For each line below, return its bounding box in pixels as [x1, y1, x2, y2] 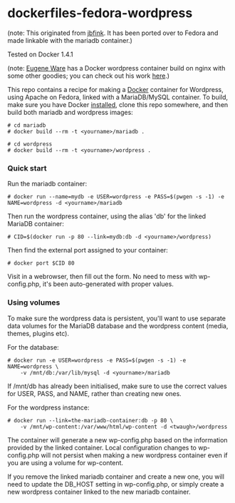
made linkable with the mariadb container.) [7, 36, 133, 44]
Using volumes [7, 298, 61, 308]
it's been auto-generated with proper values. [42, 280, 174, 288]
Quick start [7, 163, 48, 173]
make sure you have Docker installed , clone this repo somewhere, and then [7, 100, 229, 108]
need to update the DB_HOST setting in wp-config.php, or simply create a [7, 479, 224, 488]
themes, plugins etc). [7, 329, 70, 337]
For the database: [7, 342, 59, 351]
